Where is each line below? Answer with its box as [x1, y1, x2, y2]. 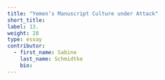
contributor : [7, 42, 46, 49]
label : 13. [7, 23, 39, 30]
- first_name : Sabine [13, 49, 77, 56]
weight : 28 [7, 29, 39, 37]
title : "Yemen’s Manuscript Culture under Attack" [7, 10, 159, 17]
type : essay [7, 36, 42, 43]
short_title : [7, 17, 46, 24]
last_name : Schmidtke [20, 56, 83, 63]
